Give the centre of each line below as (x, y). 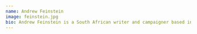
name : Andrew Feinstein (35, 11)
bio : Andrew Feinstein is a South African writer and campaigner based (95, 22)
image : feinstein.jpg (32, 17)
